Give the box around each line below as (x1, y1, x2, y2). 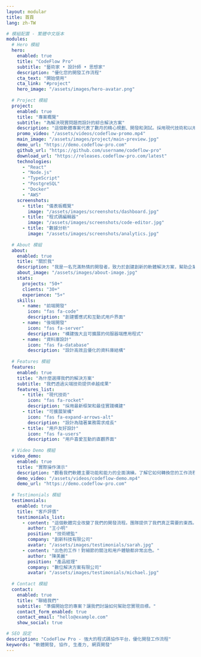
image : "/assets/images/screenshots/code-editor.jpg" (28, 219, 165, 226)
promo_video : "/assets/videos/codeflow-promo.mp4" (17, 131, 146, 137)
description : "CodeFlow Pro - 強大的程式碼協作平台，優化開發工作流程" (6, 636, 172, 642)
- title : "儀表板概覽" (22, 203, 75, 209)
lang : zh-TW (6, 20, 36, 26)
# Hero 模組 (11, 42, 40, 48)
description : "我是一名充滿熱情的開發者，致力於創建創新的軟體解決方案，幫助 (17, 264, 188, 270)
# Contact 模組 (11, 581, 48, 587)
